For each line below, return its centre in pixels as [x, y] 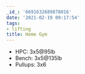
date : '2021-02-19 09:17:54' [43, 18]
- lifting [19, 29]
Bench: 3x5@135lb [39, 58]
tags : [13, 23]
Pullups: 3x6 [31, 65]
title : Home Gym [27, 35]
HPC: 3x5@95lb [35, 52]
